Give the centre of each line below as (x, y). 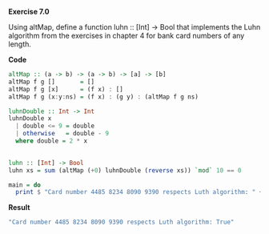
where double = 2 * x (52, 141)
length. (20, 44)
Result (19, 208)
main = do (25, 185)
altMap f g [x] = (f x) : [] (66, 89)
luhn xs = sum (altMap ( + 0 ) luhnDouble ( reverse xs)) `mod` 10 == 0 (125, 170)
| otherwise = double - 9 (62, 134)
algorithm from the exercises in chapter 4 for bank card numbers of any (126, 36)
